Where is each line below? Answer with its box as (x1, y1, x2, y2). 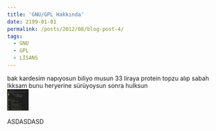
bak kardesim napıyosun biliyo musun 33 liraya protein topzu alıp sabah (7, 74, 209, 82)
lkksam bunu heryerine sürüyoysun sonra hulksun (7, 81, 148, 89)
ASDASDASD (7, 117, 45, 126)
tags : (7, 33, 23, 40)
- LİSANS (13, 55, 38, 62)
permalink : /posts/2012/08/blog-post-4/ (7, 25, 125, 32)
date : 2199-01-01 (7, 18, 57, 25)
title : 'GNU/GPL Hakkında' (7, 11, 84, 18)
